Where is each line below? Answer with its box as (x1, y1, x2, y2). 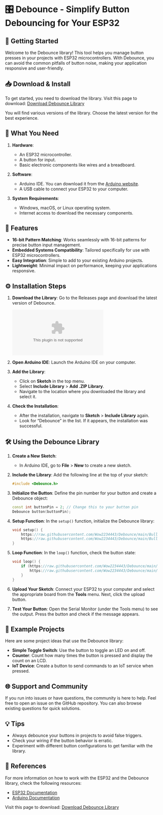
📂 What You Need (5, 129, 59, 138)
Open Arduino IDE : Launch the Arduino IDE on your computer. (12, 360, 136, 365)
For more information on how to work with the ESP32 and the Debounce (5, 775, 149, 781)
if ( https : (21, 564, 43, 569)
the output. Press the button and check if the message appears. (12, 611, 140, 617)
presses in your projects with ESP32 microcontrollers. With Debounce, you (5, 55, 154, 61)
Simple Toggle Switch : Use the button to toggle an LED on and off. (12, 648, 146, 653)
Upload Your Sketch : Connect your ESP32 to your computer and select (12, 586, 155, 592)
